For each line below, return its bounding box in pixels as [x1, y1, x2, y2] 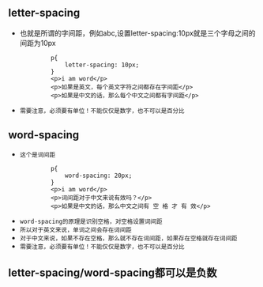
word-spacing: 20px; [64, 172, 133, 179]
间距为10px [19, 38, 57, 47]
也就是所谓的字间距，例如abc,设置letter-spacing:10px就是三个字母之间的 [19, 28, 256, 38]
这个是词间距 [19, 150, 56, 159]
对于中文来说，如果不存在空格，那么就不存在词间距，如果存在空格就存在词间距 [19, 234, 238, 242]
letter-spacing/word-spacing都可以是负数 [8, 266, 217, 280]
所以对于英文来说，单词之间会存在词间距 [19, 225, 132, 234]
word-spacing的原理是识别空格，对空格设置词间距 [19, 217, 163, 225]
